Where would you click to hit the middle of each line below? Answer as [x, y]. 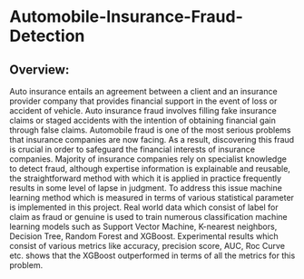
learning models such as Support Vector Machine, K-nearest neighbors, [143, 226]
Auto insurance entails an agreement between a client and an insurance [144, 91]
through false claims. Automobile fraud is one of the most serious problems [150, 130]
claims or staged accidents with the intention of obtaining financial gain [143, 120]
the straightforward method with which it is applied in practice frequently [146, 178]
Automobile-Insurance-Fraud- [126, 17]
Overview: [39, 70]
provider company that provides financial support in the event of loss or [143, 101]
